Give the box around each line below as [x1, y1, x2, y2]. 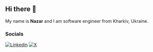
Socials [5, 30, 24, 37]
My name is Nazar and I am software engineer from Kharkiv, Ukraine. [5, 18, 148, 24]
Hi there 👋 [5, 5, 37, 13]
